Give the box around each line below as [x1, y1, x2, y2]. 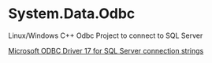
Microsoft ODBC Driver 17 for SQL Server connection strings [8, 46, 204, 55]
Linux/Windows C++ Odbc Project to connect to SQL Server [8, 31, 203, 40]
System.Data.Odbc [8, 5, 136, 23]
